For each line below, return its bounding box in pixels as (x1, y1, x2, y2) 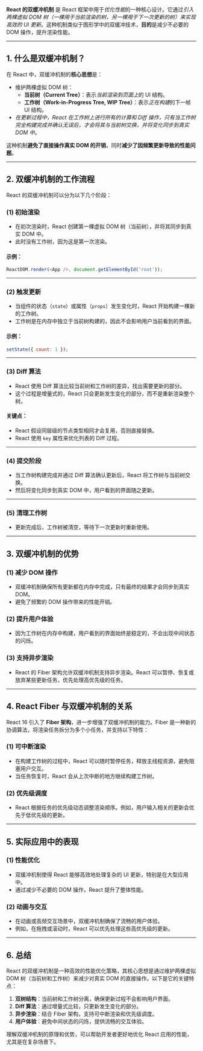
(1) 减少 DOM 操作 (6, 568, 58, 577)
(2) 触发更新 (6, 287, 41, 296)
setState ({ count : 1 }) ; (6, 347, 69, 353)
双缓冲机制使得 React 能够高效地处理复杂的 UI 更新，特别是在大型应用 (14, 871, 189, 878)
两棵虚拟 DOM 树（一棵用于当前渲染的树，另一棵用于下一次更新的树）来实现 (6, 13, 196, 21)
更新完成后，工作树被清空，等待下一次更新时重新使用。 (14, 523, 152, 531)
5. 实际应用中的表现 (6, 836, 79, 847)
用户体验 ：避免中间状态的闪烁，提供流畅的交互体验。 (14, 1017, 148, 1025)
